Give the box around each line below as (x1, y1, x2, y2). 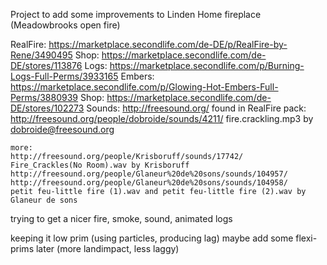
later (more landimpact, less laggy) (35, 243, 180, 254)
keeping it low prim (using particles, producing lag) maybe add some (10, 232, 294, 244)
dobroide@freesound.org (10, 124, 115, 135)
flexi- (295, 232, 318, 244)
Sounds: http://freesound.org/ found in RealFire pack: (86, 102, 307, 114)
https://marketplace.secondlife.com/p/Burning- (109, 60, 305, 71)
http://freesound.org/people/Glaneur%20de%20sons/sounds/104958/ (10, 178, 288, 188)
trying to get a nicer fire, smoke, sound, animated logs (10, 213, 233, 224)
